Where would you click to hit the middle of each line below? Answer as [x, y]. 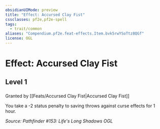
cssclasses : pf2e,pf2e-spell [36, 19]
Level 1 [16, 82]
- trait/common [26, 29]
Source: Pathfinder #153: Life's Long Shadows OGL [59, 121]
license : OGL [19, 39]
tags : [11, 24]
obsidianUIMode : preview [31, 10]
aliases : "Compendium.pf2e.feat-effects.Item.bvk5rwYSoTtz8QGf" [75, 34]
